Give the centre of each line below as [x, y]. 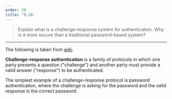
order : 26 [16, 10]
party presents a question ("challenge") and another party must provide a [83, 65]
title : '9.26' [20, 15]
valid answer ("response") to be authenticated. [55, 70]
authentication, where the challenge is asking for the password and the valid [86, 85]
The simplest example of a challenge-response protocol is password [78, 80]
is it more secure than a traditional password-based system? [82, 35]
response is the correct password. [41, 91]
